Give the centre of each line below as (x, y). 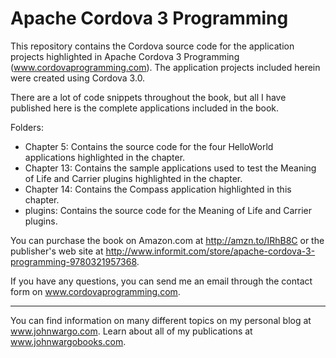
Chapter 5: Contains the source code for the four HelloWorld (149, 146)
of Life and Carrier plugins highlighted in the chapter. (133, 178)
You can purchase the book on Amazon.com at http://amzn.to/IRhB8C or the (167, 240)
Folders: (27, 127)
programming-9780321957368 (73, 261)
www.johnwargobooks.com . (68, 341)
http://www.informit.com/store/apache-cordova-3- (210, 251)
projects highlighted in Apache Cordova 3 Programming (125, 56)
